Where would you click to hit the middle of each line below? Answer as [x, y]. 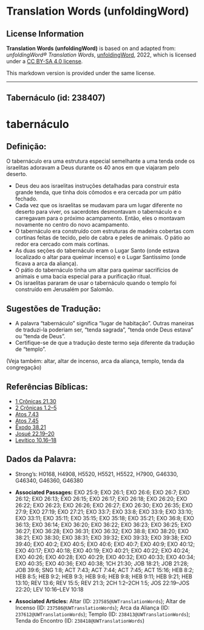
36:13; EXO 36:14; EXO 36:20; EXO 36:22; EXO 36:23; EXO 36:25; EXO [103, 525]
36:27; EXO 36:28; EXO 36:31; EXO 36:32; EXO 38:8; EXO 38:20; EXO [102, 531]
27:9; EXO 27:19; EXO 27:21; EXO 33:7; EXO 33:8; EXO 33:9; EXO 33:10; [104, 511]
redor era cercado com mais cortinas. [62, 244]
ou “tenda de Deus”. [40, 336]
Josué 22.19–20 [35, 434]
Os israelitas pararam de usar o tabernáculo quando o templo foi [96, 283]
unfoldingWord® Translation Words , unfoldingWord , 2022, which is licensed [101, 55]
